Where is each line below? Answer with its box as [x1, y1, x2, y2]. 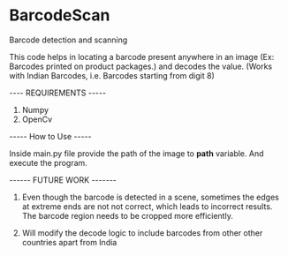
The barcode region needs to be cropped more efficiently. [21, 210, 234, 221]
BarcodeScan [9, 5, 110, 26]
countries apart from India [21, 237, 117, 247]
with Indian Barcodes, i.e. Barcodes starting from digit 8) [9, 70, 215, 80]
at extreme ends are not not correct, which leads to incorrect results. [21, 200, 273, 212]
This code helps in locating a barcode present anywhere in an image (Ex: [9, 51, 275, 62]
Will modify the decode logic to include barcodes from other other [21, 227, 263, 238]
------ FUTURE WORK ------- [9, 174, 117, 185]
